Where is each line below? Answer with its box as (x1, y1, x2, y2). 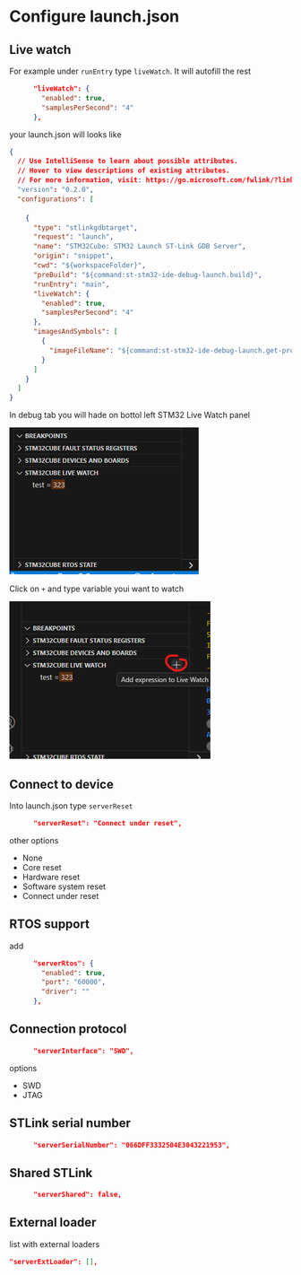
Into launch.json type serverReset (9, 800, 133, 811)
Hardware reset (21, 871, 81, 882)
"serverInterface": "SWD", (32, 1046, 134, 1055)
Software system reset (21, 881, 106, 892)
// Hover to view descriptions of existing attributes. (17, 166, 230, 176)
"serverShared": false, (32, 1191, 123, 1200)
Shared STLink (9, 1165, 93, 1181)
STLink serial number (9, 1115, 132, 1131)
